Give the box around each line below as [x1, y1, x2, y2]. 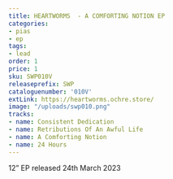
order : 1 [8, 58, 38, 66]
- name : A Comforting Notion [8, 133, 107, 141]
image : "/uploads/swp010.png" [8, 103, 111, 111]
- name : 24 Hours [8, 140, 67, 149]
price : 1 [8, 65, 38, 73]
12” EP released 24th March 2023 [8, 163, 121, 172]
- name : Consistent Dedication [8, 118, 115, 126]
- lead [8, 50, 31, 58]
